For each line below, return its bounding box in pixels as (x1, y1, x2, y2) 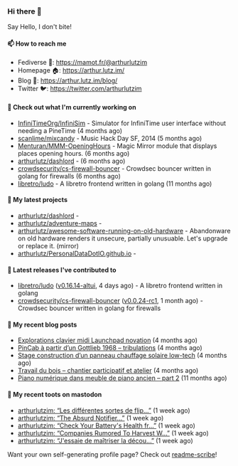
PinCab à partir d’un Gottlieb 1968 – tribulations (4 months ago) (17, 344, 202, 352)
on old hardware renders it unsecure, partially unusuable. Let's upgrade (17, 234, 228, 243)
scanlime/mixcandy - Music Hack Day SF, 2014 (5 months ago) (17, 134, 202, 142)
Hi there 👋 (7, 6, 43, 16)
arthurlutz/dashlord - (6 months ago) (17, 157, 126, 165)
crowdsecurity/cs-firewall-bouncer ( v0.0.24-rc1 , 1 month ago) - (17, 297, 204, 305)
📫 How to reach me (7, 39, 67, 48)
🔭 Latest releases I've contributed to (7, 265, 117, 274)
